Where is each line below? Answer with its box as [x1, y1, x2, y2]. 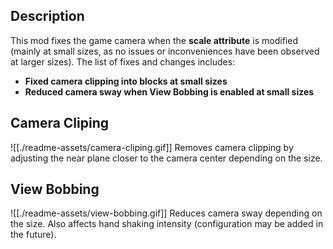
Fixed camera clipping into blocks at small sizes [24, 75, 228, 87]
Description [10, 8, 85, 25]
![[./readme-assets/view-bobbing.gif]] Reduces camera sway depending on [10, 207, 323, 219]
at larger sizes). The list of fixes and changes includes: [10, 55, 236, 68]
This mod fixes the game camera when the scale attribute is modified [10, 34, 298, 46]
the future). [10, 229, 57, 241]
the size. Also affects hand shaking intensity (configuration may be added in [10, 218, 324, 230]
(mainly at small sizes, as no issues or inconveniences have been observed [10, 45, 320, 57]
